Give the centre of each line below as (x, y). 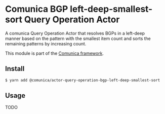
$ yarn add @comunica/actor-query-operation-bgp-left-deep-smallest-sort (83, 80)
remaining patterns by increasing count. (46, 43)
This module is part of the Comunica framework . (54, 53)
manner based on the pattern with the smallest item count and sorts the (78, 38)
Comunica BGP (37, 9)
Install (15, 69)
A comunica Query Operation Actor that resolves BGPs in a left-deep (75, 33)
